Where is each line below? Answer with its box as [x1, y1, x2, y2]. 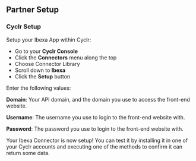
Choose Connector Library [14, 60, 80, 67]
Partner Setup [6, 5, 59, 15]
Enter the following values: [6, 84, 71, 91]
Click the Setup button [14, 72, 71, 80]
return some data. [6, 149, 50, 156]
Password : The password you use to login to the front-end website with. [6, 125, 184, 132]
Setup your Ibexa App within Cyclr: [6, 36, 91, 43]
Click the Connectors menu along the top [14, 53, 117, 61]
